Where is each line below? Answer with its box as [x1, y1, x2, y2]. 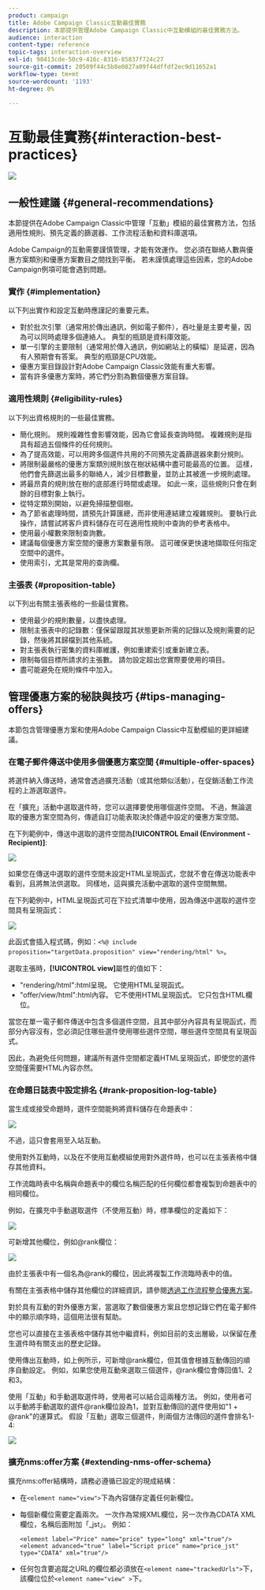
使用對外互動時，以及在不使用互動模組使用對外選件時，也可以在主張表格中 [8, 1152, 250, 1162]
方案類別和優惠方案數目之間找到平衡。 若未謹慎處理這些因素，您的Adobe [14, 255, 253, 264]
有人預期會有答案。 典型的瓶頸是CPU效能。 [19, 352, 162, 361]
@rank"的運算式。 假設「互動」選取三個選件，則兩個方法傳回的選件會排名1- [8, 1412, 255, 1421]
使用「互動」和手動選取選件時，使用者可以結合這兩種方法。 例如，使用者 [8, 1392, 245, 1402]
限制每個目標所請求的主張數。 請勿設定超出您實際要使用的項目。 [19, 655, 230, 665]
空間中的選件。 [19, 547, 69, 557]
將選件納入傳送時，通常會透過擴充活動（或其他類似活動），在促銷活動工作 [8, 776, 247, 786]
